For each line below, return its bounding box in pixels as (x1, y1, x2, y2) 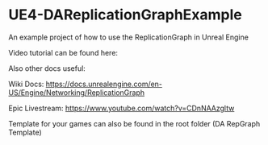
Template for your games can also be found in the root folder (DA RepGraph (8, 118, 261, 128)
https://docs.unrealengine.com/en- (45, 79, 163, 89)
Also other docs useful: (8, 63, 86, 73)
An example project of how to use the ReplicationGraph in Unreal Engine (8, 32, 249, 42)
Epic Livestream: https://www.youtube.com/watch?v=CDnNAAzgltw (8, 103, 235, 113)
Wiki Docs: (8, 79, 44, 89)
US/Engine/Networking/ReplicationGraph (8, 87, 145, 97)
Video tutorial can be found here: (8, 48, 119, 57)
